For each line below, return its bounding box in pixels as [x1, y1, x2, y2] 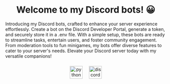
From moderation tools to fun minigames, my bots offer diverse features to [5, 42, 162, 48]
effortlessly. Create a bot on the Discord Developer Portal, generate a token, [5, 26, 165, 32]
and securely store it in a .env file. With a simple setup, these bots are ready [5, 31, 165, 37]
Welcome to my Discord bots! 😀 [16, 4, 156, 16]
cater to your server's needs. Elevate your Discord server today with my [5, 48, 157, 54]
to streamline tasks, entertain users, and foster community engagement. [5, 37, 157, 43]
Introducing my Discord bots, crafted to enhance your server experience [5, 21, 158, 27]
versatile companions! [5, 53, 52, 59]
